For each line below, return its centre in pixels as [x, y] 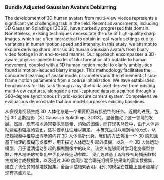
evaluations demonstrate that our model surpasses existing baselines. [75, 102]
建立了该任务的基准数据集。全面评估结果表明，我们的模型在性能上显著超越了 [82, 167]
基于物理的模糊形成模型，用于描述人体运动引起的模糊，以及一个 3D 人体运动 [82, 142]
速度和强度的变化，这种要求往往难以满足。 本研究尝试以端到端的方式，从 [82, 130]
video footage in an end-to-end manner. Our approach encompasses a [76, 54]
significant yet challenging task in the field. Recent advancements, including [82, 23]
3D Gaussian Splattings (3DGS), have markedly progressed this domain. [77, 28]
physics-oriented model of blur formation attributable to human [83, 60]
